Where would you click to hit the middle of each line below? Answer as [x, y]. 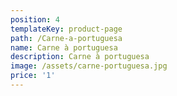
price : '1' [33, 76]
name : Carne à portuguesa [64, 47]
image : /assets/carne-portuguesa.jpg [89, 66]
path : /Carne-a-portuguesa [66, 38]
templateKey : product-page [66, 29]
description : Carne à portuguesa [80, 57]
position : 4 [35, 19]
